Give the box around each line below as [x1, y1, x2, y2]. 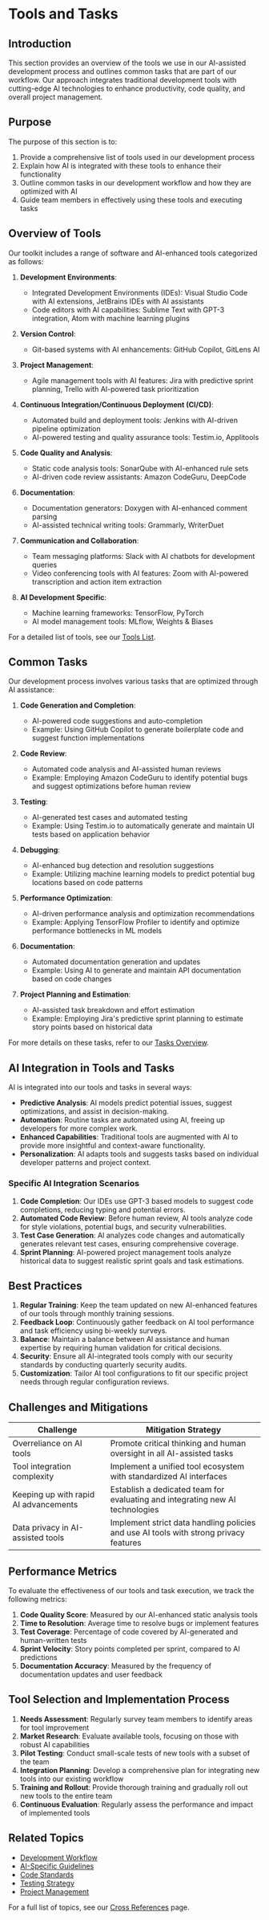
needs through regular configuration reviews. [19, 1377, 170, 1387]
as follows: [8, 256, 44, 266]
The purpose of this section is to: [8, 137, 118, 146]
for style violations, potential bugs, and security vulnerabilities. [19, 1221, 227, 1231]
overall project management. [8, 92, 103, 101]
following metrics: [8, 1594, 67, 1604]
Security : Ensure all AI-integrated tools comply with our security [19, 1351, 234, 1361]
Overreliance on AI [12, 1438, 82, 1449]
